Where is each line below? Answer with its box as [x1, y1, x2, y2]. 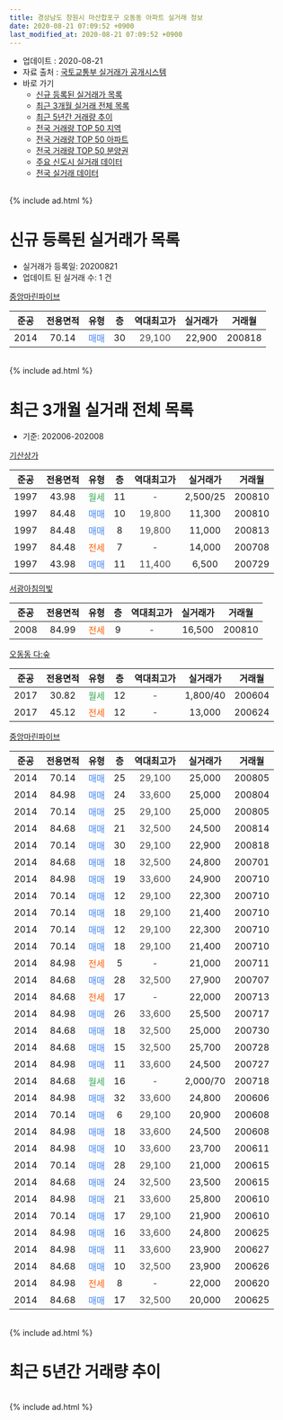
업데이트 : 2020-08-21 [22, 56, 103, 66]
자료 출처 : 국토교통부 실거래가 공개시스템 [22, 66, 167, 77]
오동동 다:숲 [9, 648, 51, 660]
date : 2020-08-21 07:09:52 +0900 [9, 22, 135, 31]
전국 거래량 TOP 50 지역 [35, 123, 121, 134]
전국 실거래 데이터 [35, 168, 99, 179]
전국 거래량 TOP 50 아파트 [35, 134, 128, 145]
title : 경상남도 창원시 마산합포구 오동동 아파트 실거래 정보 [9, 13, 204, 22]
